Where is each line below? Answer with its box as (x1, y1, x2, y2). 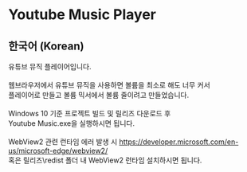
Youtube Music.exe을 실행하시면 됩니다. (8, 119, 135, 128)
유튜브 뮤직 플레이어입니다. (8, 62, 92, 71)
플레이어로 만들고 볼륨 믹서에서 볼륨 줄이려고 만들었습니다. (8, 90, 190, 100)
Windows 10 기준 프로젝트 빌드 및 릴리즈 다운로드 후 (8, 109, 171, 118)
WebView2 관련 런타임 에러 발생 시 (8, 137, 118, 147)
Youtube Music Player (8, 6, 157, 24)
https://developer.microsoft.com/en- (119, 137, 239, 147)
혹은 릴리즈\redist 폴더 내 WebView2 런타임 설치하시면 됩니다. (8, 155, 202, 165)
